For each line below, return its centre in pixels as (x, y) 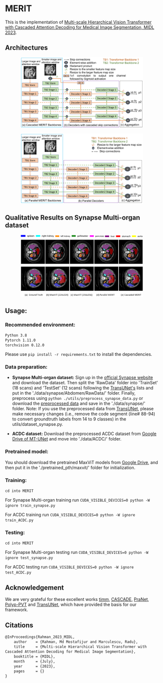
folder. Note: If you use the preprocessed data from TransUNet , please (83, 409)
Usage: (16, 311)
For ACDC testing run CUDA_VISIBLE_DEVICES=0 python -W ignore (69, 567)
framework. (17, 610)
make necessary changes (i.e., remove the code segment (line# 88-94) (84, 414)
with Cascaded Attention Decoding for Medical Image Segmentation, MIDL (80, 27)
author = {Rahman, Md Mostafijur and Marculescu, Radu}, (76, 642)
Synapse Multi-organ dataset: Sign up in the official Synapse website (82, 377)
